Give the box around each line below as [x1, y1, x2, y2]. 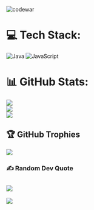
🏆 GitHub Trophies [6, 130, 81, 140]
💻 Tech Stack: [6, 28, 81, 42]
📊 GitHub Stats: [6, 75, 89, 89]
